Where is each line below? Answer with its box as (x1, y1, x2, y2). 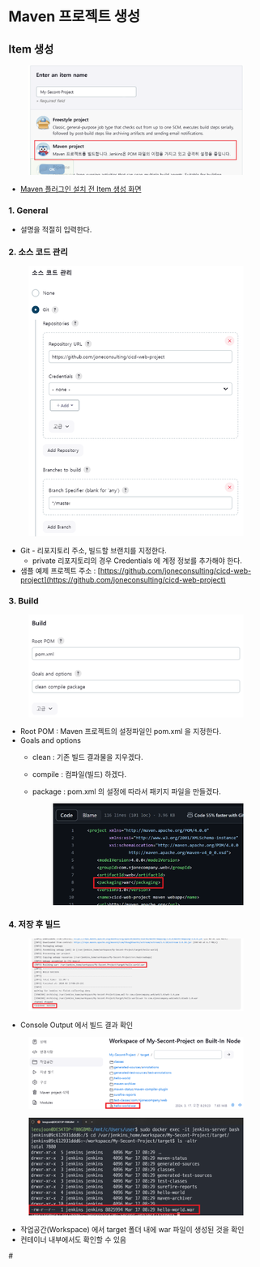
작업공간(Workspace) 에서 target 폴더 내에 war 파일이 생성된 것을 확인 (19, 1225, 245, 1235)
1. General (8, 205, 49, 216)
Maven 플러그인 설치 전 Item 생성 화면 (19, 184, 142, 194)
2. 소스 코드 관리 (8, 246, 69, 258)
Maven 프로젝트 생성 (8, 7, 141, 26)
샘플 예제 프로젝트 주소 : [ (19, 566, 101, 576)
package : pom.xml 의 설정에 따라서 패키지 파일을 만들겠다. (32, 787, 221, 796)
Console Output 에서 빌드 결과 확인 (19, 1020, 134, 1030)
